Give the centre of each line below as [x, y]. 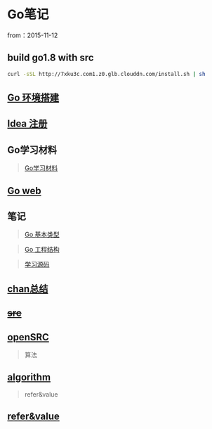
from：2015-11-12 [33, 35]
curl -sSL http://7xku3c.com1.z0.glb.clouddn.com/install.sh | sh [106, 74]
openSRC [28, 337]
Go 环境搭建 [33, 98]
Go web [24, 191]
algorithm [29, 377]
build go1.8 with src [51, 58]
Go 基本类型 [42, 235]
